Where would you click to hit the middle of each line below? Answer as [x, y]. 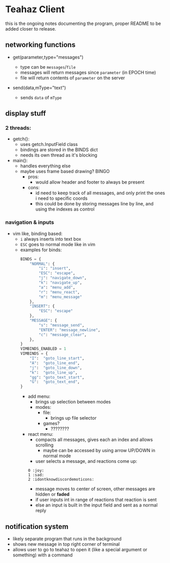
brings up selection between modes [73, 402]
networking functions [40, 45]
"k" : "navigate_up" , [60, 283]
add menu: [39, 396]
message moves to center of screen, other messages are [95, 489]
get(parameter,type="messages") [48, 57]
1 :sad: [36, 475]
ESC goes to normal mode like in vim [58, 244]
